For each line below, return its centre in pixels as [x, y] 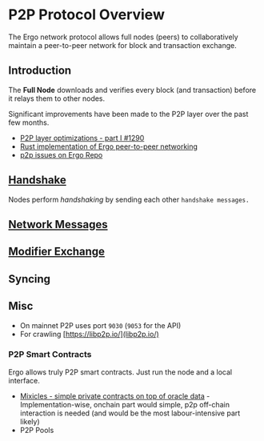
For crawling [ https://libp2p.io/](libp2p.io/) [90, 334]
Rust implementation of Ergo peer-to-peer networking [109, 146]
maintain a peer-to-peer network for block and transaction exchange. [123, 45]
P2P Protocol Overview [87, 15]
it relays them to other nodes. [57, 98]
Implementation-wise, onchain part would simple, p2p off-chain [125, 404]
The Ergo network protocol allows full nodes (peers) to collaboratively [123, 37]
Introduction [40, 71]
